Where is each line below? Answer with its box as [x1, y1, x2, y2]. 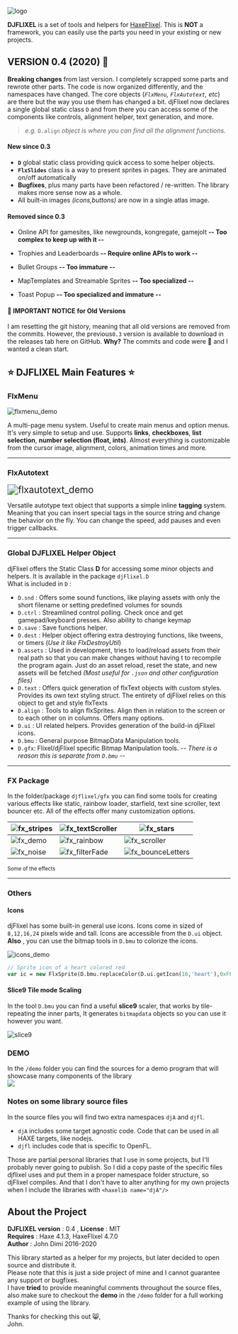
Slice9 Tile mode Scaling [7, 986, 81, 994]
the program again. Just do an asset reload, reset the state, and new [17, 661, 217, 669]
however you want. [7, 1017, 63, 1026]
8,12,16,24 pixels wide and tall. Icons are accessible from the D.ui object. [7, 929, 223, 938]
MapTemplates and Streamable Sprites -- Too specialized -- [17, 276, 195, 285]
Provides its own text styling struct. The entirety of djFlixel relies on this [17, 691, 227, 700]
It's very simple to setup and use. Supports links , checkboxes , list [7, 429, 202, 437]
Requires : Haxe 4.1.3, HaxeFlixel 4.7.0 [7, 1232, 118, 1240]
